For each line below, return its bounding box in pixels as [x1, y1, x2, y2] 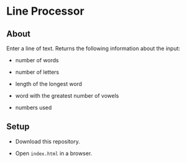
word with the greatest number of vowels [15, 92, 119, 99]
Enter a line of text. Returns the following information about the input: [6, 45, 180, 52]
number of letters [15, 68, 59, 76]
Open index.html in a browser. [15, 150, 92, 157]
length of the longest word [15, 81, 83, 87]
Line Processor [6, 4, 84, 18]
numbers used [15, 104, 52, 111]
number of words [15, 57, 59, 63]
